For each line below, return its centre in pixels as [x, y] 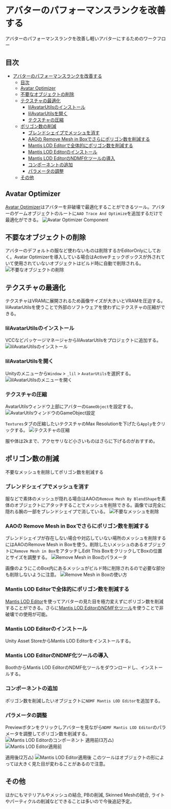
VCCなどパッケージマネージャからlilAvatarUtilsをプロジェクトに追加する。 [83, 340]
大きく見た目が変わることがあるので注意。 [63, 763]
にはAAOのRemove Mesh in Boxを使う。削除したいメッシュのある [75, 545]
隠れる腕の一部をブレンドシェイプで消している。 [57, 512]
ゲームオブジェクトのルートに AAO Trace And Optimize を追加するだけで [89, 213]
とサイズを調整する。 [28, 557]
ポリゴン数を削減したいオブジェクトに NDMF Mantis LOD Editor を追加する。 [84, 700]
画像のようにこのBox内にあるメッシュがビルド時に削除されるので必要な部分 [85, 568]
